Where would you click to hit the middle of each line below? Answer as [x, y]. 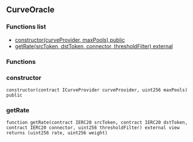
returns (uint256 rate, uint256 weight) [57, 133]
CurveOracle [30, 10]
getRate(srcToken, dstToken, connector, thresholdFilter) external [94, 46]
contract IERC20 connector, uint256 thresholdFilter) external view [93, 128]
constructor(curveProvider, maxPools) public [70, 40]
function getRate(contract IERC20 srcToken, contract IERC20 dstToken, [97, 123]
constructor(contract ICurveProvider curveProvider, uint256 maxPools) [97, 90]
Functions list [26, 27]
